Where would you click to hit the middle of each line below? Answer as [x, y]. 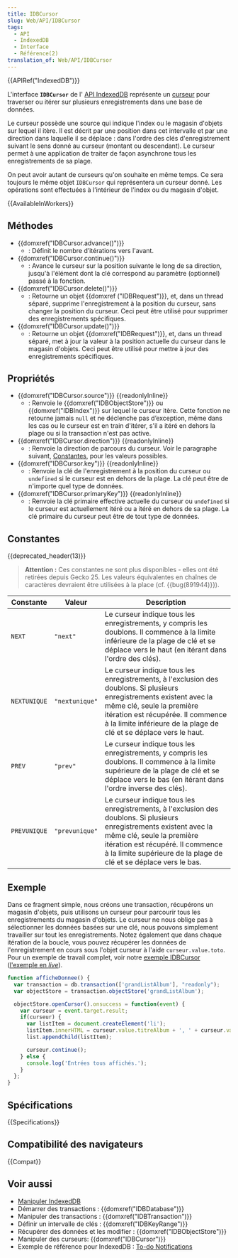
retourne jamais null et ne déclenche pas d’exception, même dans [125, 418]
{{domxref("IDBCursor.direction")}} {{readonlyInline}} [96, 441]
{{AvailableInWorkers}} [41, 203]
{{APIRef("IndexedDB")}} [44, 80]
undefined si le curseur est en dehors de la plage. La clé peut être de [128, 479]
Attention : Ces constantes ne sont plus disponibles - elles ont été [121, 570]
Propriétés [31, 378]
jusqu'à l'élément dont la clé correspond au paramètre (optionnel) [124, 273]
